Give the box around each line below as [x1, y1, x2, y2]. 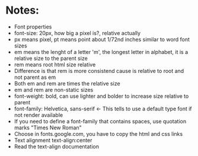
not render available [14, 111, 63, 119]
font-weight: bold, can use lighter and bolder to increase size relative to [14, 93, 189, 100]
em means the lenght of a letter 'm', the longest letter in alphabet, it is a [14, 48, 189, 55]
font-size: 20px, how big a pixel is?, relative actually [14, 29, 140, 36]
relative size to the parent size [14, 55, 88, 62]
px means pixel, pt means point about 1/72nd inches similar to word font [14, 36, 190, 43]
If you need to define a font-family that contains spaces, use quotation [14, 117, 187, 125]
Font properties [14, 23, 52, 30]
